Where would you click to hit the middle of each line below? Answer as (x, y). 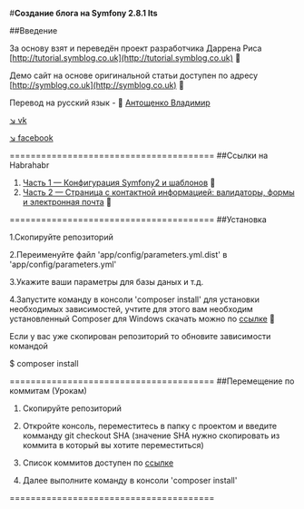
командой (29, 346)
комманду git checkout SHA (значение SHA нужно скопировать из (151, 436)
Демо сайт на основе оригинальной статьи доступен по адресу (134, 75)
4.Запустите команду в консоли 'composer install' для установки (135, 299)
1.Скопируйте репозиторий (61, 237)
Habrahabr (29, 165)
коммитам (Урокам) (49, 391)
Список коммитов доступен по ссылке (98, 463)
